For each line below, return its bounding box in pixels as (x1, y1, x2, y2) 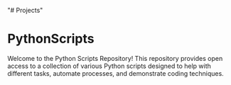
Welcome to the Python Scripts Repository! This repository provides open (7, 54, 223, 62)
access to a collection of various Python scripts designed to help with (7, 62, 212, 70)
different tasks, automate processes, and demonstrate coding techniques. (7, 69, 224, 77)
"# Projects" (7, 6, 43, 14)
